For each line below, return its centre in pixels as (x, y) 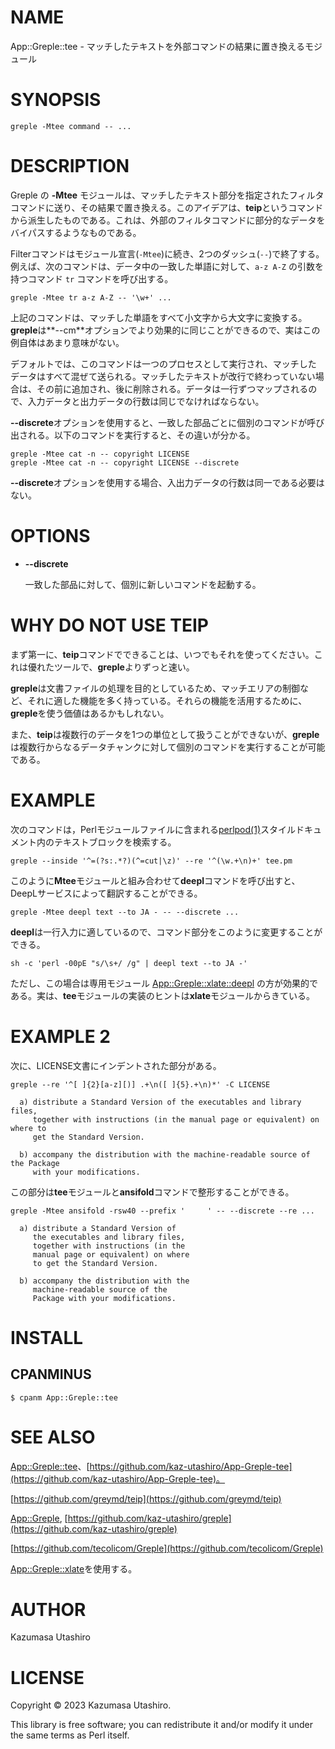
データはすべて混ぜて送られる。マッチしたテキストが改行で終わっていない (163, 376)
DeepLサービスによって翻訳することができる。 (106, 893)
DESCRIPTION (70, 166)
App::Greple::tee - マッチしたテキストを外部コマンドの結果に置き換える (157, 46)
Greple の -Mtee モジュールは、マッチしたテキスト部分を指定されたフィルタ (167, 195)
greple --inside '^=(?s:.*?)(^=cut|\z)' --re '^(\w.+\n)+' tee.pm (151, 861)
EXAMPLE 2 (60, 1036)
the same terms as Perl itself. (70, 1735)
